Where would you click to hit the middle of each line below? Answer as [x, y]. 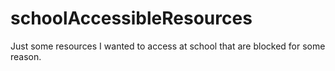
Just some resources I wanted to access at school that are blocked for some [168, 46]
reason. [26, 56]
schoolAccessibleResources [131, 18]
